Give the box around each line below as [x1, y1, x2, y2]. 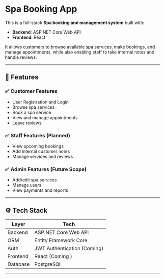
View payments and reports [12, 187, 68, 193]
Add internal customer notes [12, 148, 70, 154]
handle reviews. [5, 54, 37, 60]
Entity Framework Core [34, 237, 87, 244]
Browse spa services [12, 104, 55, 110]
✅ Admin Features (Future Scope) [5, 166, 87, 173]
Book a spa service [12, 109, 52, 115]
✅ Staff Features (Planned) [5, 132, 70, 139]
